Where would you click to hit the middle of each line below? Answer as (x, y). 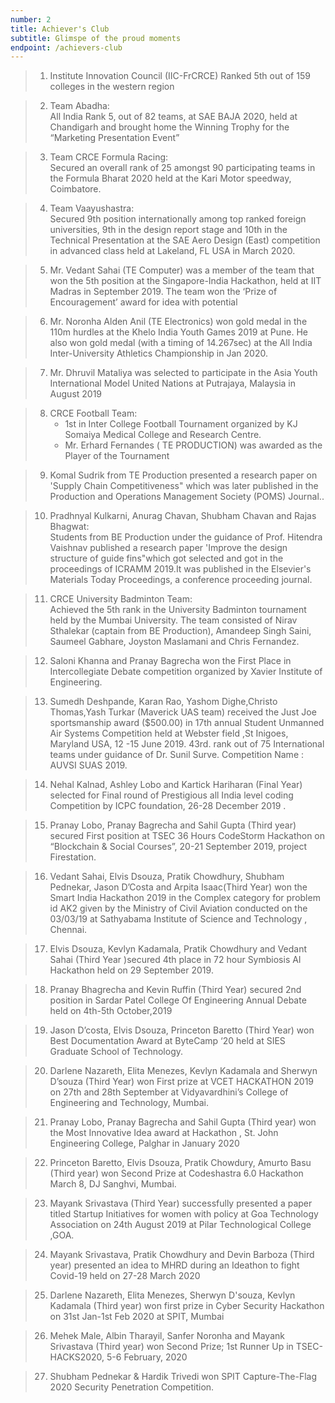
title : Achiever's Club (60, 29)
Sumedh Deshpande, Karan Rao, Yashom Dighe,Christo (163, 702)
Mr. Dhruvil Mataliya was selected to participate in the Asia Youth (183, 373)
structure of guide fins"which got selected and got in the (166, 558)
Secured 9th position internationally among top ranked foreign (178, 219)
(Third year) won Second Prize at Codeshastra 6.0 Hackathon (176, 1173)
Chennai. (68, 930)
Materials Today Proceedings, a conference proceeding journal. (181, 580)
